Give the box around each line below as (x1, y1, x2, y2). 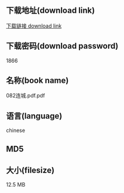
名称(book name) (6, 76, 69, 86)
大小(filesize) (6, 165, 54, 175)
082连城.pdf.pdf (6, 92, 45, 99)
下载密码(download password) (6, 41, 119, 51)
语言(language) (6, 111, 63, 121)
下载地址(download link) (6, 5, 95, 16)
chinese (6, 127, 25, 134)
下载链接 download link (6, 22, 62, 29)
